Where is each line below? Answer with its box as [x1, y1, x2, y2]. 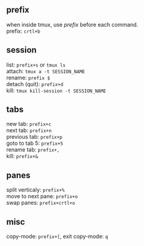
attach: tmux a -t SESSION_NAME [6, 67, 85, 75]
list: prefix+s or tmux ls [6, 61, 66, 68]
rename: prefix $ [6, 74, 50, 81]
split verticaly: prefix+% [6, 186, 65, 193]
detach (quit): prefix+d [6, 80, 64, 87]
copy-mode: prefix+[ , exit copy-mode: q [6, 233, 108, 240]
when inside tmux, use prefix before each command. [6, 21, 139, 28]
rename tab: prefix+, [6, 146, 60, 153]
